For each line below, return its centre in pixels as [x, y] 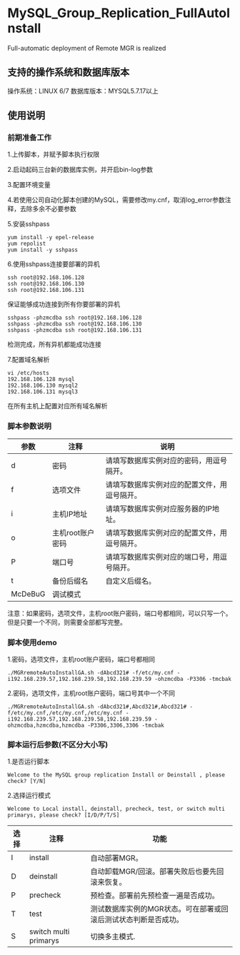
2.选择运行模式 [29, 795]
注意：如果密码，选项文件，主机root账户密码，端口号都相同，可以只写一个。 [120, 613]
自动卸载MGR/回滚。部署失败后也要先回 [157, 871]
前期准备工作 [30, 138]
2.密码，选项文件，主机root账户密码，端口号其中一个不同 [91, 693]
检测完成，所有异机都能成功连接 [54, 345]
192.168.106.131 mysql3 [43, 392]
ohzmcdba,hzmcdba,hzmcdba [46, 726]
